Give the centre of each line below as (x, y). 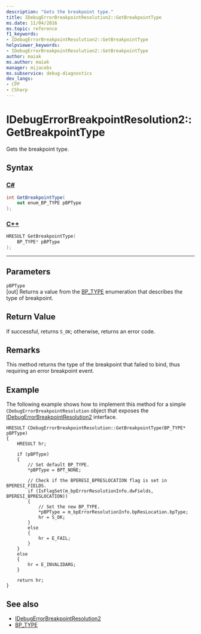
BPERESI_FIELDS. (26, 486)
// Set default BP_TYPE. (59, 465)
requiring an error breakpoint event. (50, 371)
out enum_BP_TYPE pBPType (49, 203)
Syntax (20, 168)
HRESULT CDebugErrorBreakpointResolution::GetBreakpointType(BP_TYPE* (96, 428)
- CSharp (17, 90)
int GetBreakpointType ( (36, 198)
